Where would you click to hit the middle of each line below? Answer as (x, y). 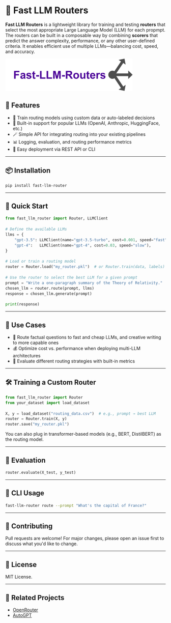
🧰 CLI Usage (25, 493)
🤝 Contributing (29, 526)
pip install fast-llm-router (36, 185)
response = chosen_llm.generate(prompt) (49, 294)
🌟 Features (23, 106)
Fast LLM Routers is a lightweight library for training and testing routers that (85, 24)
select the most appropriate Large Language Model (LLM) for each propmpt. (85, 30)
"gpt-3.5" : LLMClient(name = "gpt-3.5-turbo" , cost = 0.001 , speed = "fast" (91, 240)
